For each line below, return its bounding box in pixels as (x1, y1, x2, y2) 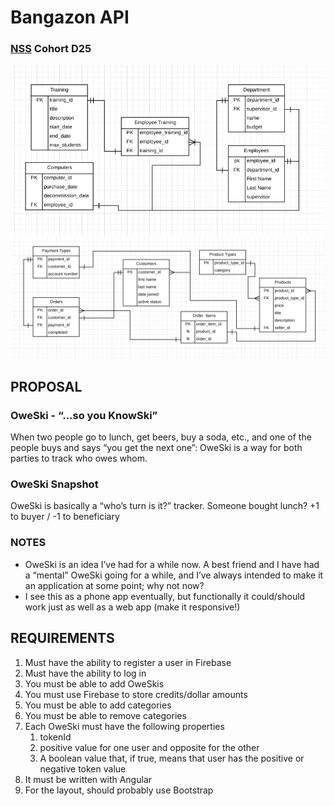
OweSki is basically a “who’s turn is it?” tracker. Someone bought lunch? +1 (10, 500, 320, 512)
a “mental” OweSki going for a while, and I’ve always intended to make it (24, 569, 324, 581)
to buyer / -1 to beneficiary (10, 511, 120, 523)
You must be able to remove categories (24, 709, 187, 721)
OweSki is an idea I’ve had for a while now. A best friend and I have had (24, 558, 320, 570)
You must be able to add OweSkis (24, 677, 165, 690)
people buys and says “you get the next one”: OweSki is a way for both (10, 442, 303, 454)
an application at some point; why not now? (24, 579, 205, 591)
